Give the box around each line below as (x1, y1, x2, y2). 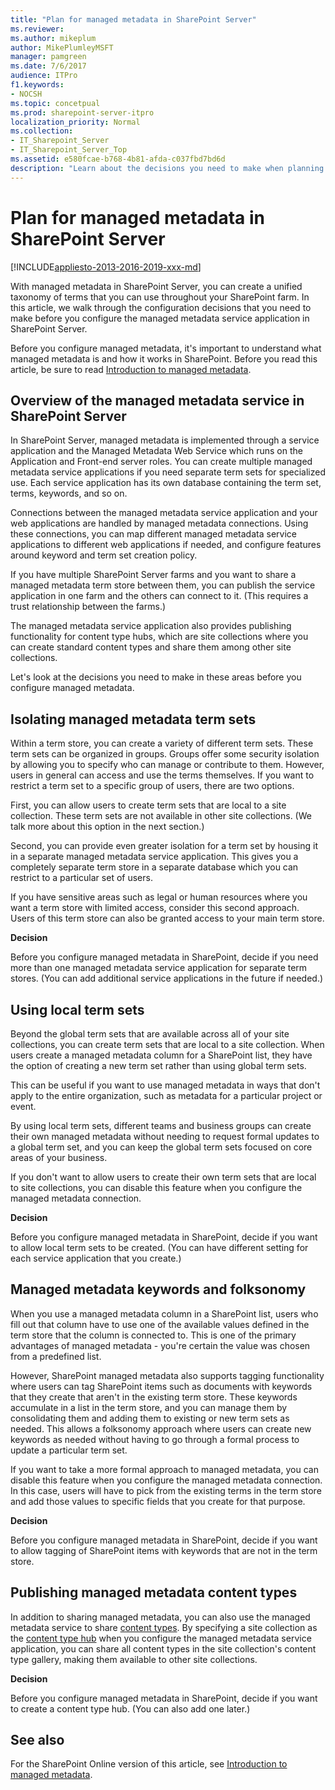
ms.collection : (10, 126, 74, 136)
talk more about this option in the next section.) (10, 821, 205, 833)
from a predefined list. (10, 1350, 102, 1362)
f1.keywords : (10, 80, 65, 90)
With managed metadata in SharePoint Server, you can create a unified (10, 280, 303, 292)
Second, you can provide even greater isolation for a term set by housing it (10, 840, 319, 852)
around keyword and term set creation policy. (10, 549, 198, 561)
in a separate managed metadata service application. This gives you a (10, 851, 299, 863)
